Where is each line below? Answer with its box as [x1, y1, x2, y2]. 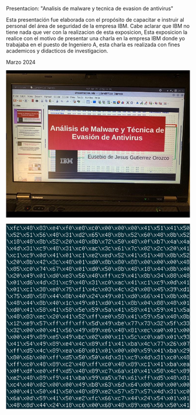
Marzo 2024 [6, 58, 36, 65]
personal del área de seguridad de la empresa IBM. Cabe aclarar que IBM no [6, 23, 190, 29]
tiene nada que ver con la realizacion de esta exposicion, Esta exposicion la [6, 29, 188, 36]
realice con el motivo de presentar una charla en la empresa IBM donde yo [6, 35, 185, 41]
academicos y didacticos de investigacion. [6, 47, 108, 54]
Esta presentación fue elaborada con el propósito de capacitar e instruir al [6, 16, 184, 23]
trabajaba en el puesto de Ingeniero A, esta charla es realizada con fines [6, 41, 180, 48]
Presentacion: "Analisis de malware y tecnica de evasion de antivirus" [6, 5, 174, 12]
